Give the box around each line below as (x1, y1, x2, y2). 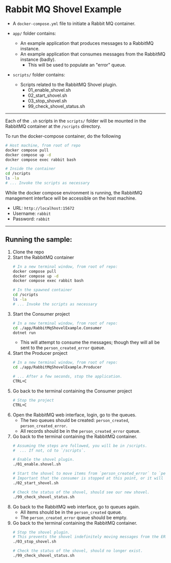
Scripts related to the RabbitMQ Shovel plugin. (20, 81, 118, 88)
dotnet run (12, 330, 36, 335)
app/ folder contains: (12, 30, 56, 36)
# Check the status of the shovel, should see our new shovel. (12, 490, 150, 495)
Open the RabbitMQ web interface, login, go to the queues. (12, 411, 136, 418)
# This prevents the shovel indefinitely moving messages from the (12, 534, 159, 540)
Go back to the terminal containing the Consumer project (12, 388, 132, 394)
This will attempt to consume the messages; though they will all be (20, 340, 160, 346)
